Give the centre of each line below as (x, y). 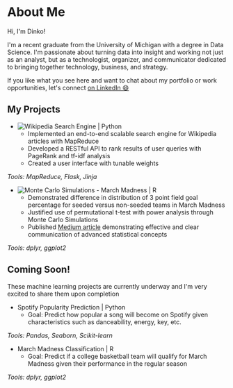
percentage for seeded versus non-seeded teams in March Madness (126, 205)
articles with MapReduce (63, 141)
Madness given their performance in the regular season (107, 363)
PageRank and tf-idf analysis (69, 155)
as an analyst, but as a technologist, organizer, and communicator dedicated (117, 59)
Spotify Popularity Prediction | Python (71, 307)
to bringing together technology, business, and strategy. (88, 67)
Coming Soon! (39, 270)
